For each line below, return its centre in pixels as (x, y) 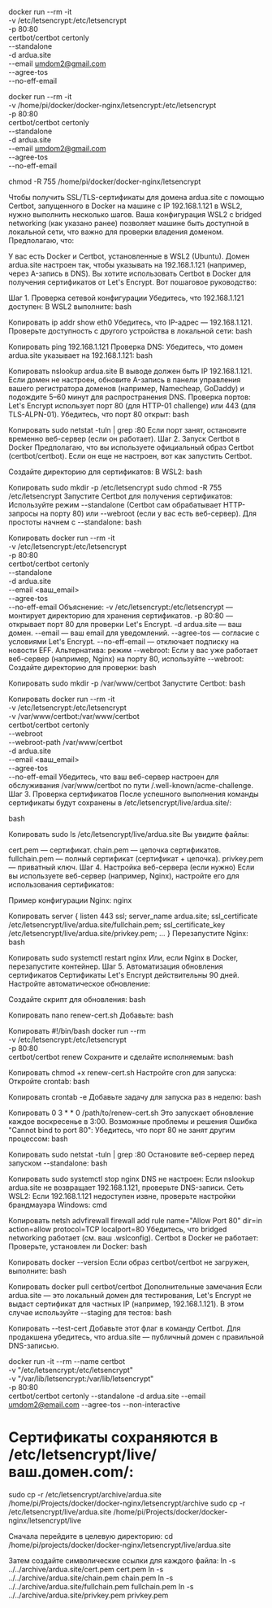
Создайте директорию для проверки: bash (82, 667)
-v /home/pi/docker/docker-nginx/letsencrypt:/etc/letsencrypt (112, 105)
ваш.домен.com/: (71, 1472)
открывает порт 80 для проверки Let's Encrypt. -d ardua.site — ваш (125, 624)
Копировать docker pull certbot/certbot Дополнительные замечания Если (135, 1287)
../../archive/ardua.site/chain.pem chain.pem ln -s (91, 1578)
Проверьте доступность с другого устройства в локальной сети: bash (130, 331)
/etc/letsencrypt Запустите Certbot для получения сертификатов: (121, 496)
